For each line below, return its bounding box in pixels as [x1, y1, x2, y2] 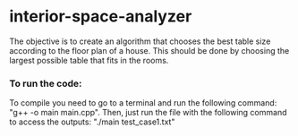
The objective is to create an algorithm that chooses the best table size [9, 36, 271, 47]
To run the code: [9, 77, 82, 89]
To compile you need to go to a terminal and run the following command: [9, 98, 277, 108]
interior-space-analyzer [9, 6, 192, 27]
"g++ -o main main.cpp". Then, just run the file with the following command [9, 107, 287, 118]
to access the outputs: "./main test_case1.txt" [9, 116, 175, 127]
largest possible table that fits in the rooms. [9, 55, 169, 65]
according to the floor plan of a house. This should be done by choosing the [9, 45, 290, 55]
